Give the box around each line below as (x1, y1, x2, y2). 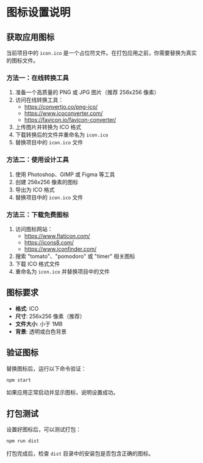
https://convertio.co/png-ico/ (24, 103, 98, 111)
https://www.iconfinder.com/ (24, 245, 97, 253)
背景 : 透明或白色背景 (15, 328, 67, 335)
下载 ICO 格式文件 (15, 260, 60, 267)
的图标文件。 (6, 57, 38, 64)
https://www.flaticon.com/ (24, 232, 90, 239)
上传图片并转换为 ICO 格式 (15, 124, 82, 131)
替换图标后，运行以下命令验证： (6, 365, 87, 372)
